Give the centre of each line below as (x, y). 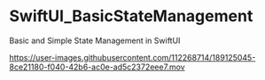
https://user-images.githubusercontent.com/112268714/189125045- (132, 57)
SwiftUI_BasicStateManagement (131, 16)
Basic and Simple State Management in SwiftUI (95, 40)
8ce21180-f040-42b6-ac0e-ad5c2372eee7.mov (97, 67)
